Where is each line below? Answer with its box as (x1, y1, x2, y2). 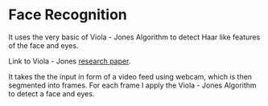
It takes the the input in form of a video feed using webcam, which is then (8, 71, 252, 81)
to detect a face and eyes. (8, 88, 95, 98)
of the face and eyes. (8, 40, 79, 50)
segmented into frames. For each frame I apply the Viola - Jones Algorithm (8, 80, 257, 90)
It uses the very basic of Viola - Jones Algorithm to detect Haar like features (8, 32, 261, 42)
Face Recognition (8, 6, 127, 24)
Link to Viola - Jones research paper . (8, 56, 131, 66)
